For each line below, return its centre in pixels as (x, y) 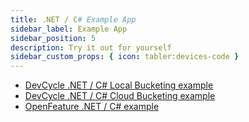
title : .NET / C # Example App (73, 19)
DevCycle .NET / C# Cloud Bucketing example (120, 96)
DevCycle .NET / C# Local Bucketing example (119, 85)
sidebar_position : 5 (53, 38)
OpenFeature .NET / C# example (92, 107)
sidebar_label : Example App (69, 29)
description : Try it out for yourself (91, 47)
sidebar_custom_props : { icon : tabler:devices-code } (125, 57)
